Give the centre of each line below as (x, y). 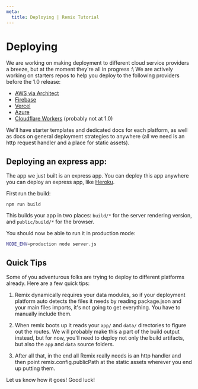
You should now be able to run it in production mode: (71, 233)
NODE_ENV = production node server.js (51, 244)
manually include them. (43, 314)
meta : (13, 12)
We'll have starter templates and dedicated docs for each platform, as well (97, 130)
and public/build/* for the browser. (50, 222)
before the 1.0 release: (33, 82)
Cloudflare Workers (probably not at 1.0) (64, 119)
